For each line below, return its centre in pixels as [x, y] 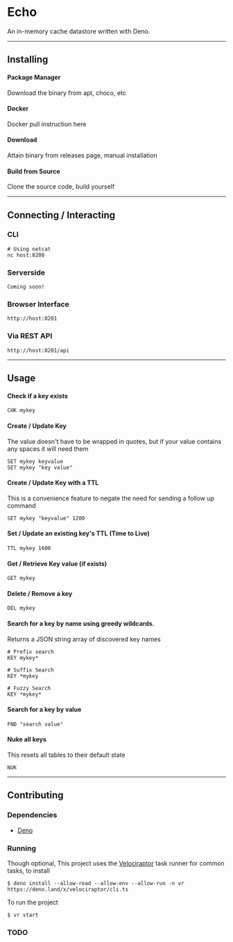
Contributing [35, 795]
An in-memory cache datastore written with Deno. [79, 31]
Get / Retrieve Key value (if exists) [57, 563]
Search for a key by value [44, 710]
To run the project [33, 902]
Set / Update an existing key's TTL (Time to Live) [79, 533]
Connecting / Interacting [61, 215]
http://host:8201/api [38, 350]
